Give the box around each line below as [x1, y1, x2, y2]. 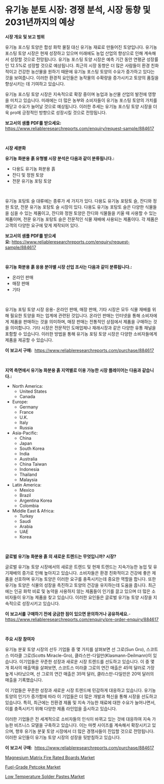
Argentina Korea [19, 497, 52, 503]
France [19, 409, 34, 415]
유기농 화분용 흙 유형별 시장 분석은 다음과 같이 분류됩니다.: [5, 155, 115, 161]
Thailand [19, 471, 38, 477]
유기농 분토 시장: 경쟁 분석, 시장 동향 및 [5, 4, 151, 16]
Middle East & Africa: [12, 508, 55, 514]
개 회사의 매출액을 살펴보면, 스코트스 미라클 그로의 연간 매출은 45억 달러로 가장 [5, 665, 155, 671]
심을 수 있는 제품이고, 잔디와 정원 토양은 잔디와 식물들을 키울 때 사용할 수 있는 [10, 210, 157, 216]
